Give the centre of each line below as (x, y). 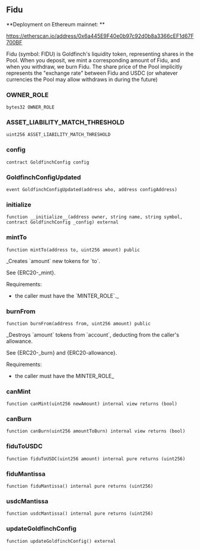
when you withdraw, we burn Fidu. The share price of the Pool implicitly (94, 67)
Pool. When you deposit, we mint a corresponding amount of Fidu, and (93, 60)
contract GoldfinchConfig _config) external (62, 222)
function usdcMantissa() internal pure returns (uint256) (80, 514)
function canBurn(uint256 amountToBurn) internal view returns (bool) (96, 431)
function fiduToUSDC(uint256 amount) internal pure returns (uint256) (96, 459)
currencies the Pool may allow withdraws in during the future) (82, 79)
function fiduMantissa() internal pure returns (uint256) (80, 486)
